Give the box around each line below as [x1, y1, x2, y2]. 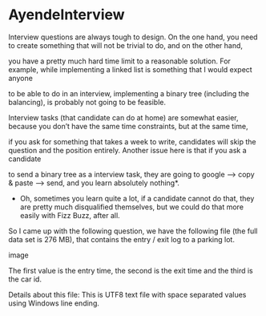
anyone [8, 73, 34, 83]
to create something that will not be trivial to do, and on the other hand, [8, 40, 243, 50]
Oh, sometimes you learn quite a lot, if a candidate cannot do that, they [19, 193, 255, 203]
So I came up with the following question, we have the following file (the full [8, 226, 258, 236]
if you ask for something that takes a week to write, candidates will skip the [8, 136, 256, 146]
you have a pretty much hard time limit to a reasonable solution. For [8, 56, 231, 66]
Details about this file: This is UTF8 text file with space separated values [8, 290, 247, 299]
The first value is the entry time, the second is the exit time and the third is [8, 265, 254, 275]
